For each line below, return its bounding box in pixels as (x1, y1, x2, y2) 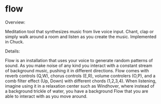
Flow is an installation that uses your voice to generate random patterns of (5, 57, 153, 63)
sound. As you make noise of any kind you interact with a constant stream (5, 63, 152, 68)
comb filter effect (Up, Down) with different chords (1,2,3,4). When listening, (5, 78, 157, 84)
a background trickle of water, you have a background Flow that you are (5, 88, 148, 94)
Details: (5, 48, 20, 54)
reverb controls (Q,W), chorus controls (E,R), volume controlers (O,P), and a (5, 73, 156, 78)
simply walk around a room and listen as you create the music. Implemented (5, 34, 157, 39)
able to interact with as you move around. (5, 93, 88, 99)
